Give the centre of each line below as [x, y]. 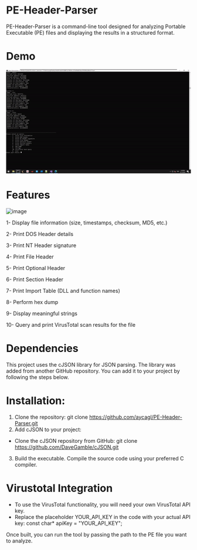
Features [28, 195]
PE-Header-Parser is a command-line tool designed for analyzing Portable [96, 26]
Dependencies [42, 348]
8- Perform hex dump [32, 302]
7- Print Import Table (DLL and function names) [63, 291]
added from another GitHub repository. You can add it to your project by [93, 371]
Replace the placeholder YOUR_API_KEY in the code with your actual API [102, 517]
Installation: [36, 400]
